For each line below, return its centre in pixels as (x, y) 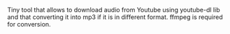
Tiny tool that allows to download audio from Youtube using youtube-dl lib (114, 10)
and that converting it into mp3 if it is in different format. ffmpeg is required (115, 17)
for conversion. (29, 24)
